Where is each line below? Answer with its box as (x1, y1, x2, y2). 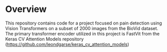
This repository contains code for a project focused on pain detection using (5, 20, 162, 26)
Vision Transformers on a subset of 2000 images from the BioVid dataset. (5, 25, 158, 31)
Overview (5, 3, 47, 15)
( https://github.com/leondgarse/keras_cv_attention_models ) (5, 41, 130, 47)
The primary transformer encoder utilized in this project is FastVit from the (5, 30, 160, 36)
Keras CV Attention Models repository (5, 36, 84, 42)
